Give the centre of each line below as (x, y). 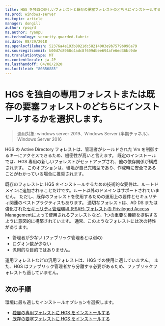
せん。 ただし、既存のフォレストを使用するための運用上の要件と (70, 196)
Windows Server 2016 (40, 139)
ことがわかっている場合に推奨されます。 (46, 174)
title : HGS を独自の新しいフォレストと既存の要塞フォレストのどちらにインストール (79, 10)
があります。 (18, 227)
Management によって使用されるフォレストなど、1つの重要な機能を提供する (82, 215)
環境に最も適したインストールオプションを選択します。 (61, 302)
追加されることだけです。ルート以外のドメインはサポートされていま (91, 190)
